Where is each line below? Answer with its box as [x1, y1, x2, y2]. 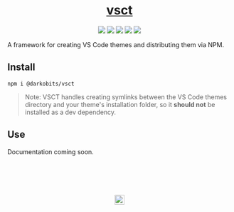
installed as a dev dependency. [24, 108, 116, 116]
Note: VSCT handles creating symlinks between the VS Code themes [24, 92, 228, 101]
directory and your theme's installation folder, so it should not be [24, 100, 216, 108]
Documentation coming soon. [7, 147, 94, 156]
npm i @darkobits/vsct [7, 80, 75, 87]
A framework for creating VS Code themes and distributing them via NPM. [7, 40, 225, 49]
